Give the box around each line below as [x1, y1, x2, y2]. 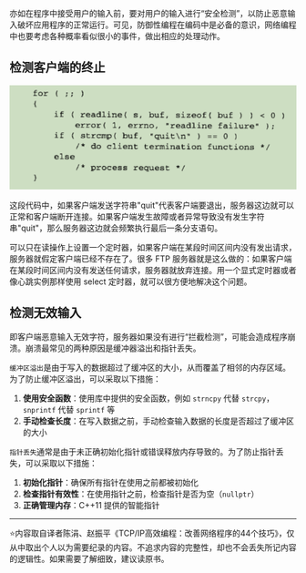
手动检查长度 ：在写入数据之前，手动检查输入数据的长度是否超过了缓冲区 [22, 415, 294, 426]
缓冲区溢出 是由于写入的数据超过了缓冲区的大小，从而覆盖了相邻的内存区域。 [9, 362, 291, 373]
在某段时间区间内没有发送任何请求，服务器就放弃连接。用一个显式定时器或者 [9, 264, 297, 275]
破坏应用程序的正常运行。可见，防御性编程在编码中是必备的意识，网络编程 [16, 19, 297, 30]
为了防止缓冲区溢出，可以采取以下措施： [9, 373, 161, 384]
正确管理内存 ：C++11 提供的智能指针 [22, 499, 160, 510]
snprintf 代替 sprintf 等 [22, 404, 116, 414]
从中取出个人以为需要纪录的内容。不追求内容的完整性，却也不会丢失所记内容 [9, 541, 297, 553]
